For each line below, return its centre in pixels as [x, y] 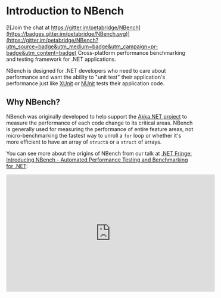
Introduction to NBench [65, 11]
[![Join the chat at [28, 27]
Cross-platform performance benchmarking [132, 52]
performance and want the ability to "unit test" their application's [86, 77]
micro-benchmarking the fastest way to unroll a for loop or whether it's [94, 135]
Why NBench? [33, 102]
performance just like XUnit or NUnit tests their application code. [85, 83]
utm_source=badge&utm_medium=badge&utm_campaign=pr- [82, 46]
